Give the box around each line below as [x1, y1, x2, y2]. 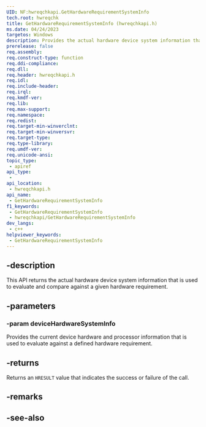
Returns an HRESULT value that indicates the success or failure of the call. [6, 374, 189, 381]
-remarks [6, 391, 43, 402]
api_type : [6, 169, 32, 175]
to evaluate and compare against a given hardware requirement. [6, 283, 169, 291]
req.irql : [6, 89, 32, 95]
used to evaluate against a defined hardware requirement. [6, 340, 153, 347]
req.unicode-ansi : [6, 152, 53, 158]
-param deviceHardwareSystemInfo [6, 319, 116, 327]
